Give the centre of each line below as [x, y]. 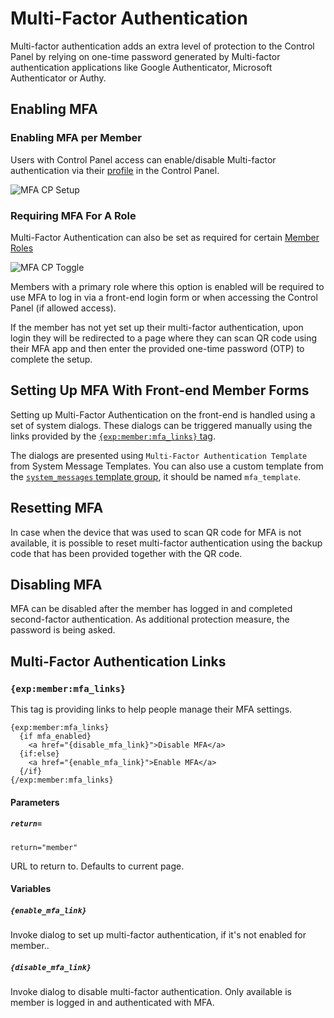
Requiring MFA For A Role [73, 215]
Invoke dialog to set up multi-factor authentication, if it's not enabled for [158, 935]
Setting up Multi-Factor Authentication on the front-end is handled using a [163, 414]
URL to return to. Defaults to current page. [97, 866]
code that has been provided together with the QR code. [126, 553]
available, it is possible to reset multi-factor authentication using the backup [166, 543]
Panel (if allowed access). [63, 308]
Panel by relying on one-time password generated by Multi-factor [145, 56]
